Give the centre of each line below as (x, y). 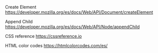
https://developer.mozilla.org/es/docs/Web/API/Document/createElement (79, 12)
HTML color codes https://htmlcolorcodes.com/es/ (56, 45)
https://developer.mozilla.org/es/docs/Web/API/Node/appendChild (72, 27)
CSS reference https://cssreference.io (43, 36)
